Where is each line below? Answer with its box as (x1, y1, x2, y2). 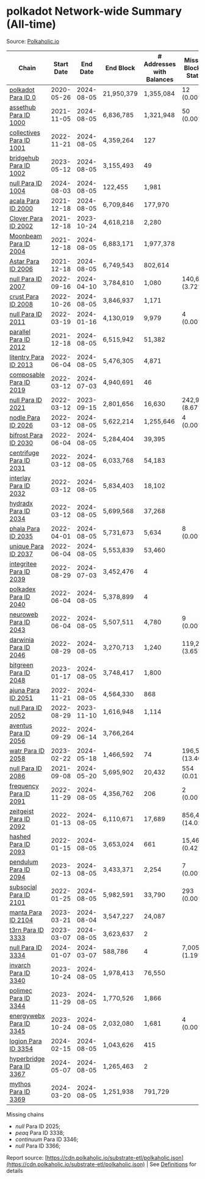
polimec (9, 986, 32, 995)
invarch (9, 961, 31, 969)
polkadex (9, 585, 36, 593)
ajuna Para (9, 686, 40, 694)
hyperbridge (9, 1054, 45, 1063)
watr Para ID (9, 746, 45, 755)
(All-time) (6, 17, 57, 31)
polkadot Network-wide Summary (6, 4, 182, 18)
